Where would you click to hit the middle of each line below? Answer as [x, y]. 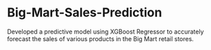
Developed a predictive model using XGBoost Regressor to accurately [105, 32]
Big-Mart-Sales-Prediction [85, 13]
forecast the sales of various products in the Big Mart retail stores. [100, 38]
